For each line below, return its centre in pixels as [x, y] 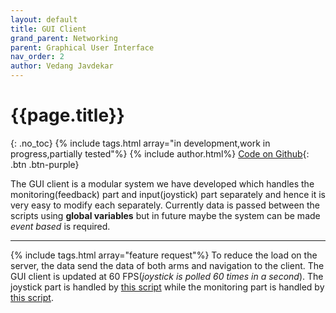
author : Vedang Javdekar [62, 66]
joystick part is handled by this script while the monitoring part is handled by [167, 287]
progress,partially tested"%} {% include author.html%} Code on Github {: [160, 153]
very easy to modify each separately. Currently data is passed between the [165, 205]
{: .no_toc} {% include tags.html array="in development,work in [140, 143]
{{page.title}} [67, 115]
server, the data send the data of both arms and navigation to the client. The [167, 265]
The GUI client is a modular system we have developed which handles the [162, 183]
